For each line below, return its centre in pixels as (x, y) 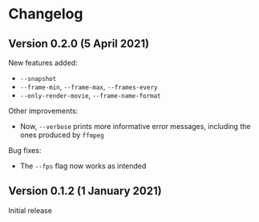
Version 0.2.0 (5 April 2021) (79, 44)
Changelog (46, 14)
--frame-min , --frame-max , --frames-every (89, 87)
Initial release (30, 210)
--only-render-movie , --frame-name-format (90, 95)
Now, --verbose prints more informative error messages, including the (135, 126)
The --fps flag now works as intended (83, 166)
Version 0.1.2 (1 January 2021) (85, 191)
